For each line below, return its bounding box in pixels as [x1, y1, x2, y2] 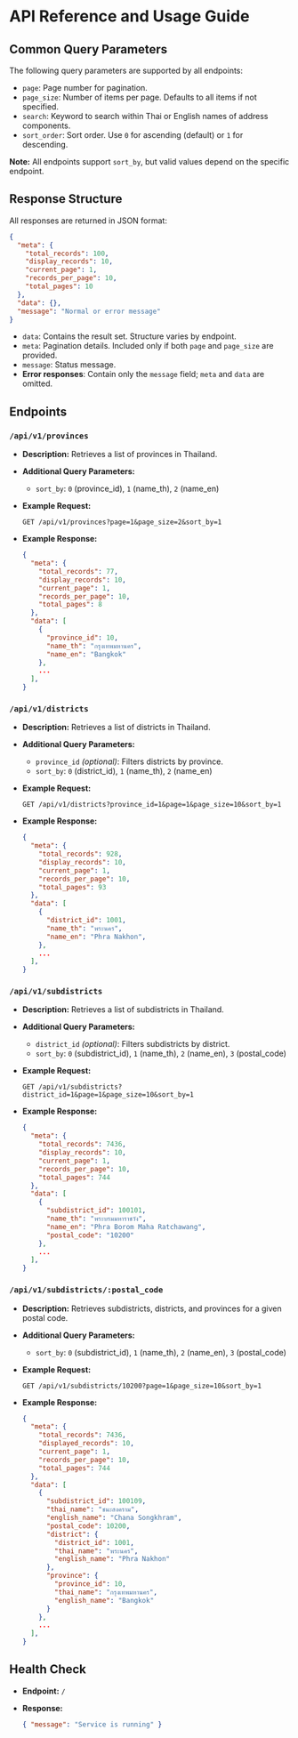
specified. [21, 101, 60, 112]
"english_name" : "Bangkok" [54, 1596, 155, 1605]
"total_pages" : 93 [38, 882, 107, 891]
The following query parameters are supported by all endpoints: [9, 65, 243, 76]
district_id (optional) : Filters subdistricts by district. [35, 1039, 230, 1050]
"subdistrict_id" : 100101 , [45, 1206, 147, 1215]
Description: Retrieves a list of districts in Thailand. [21, 722, 211, 733]
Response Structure [9, 191, 123, 206]
